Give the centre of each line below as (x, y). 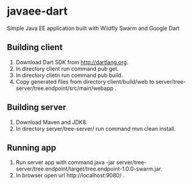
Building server (37, 107)
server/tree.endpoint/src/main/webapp (65, 88)
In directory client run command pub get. (67, 68)
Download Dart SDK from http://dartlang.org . (72, 62)
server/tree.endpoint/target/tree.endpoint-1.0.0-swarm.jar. (89, 169)
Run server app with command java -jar (65, 163)
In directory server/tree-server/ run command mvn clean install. (96, 128)
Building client (35, 47)
